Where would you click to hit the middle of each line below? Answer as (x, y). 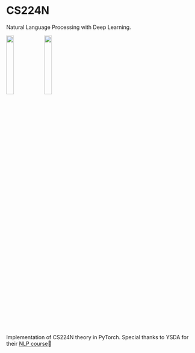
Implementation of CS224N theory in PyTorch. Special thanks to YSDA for (97, 337)
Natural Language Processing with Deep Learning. (69, 27)
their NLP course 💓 (29, 343)
